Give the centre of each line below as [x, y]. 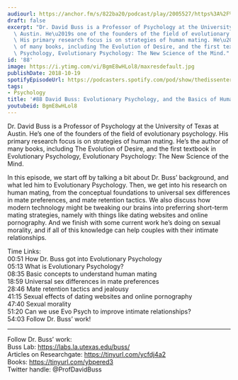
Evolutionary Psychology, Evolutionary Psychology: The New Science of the [118, 156]
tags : [15, 86]
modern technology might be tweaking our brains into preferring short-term [118, 207]
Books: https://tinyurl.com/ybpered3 [60, 362]
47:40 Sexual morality [39, 304]
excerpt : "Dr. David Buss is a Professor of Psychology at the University [120, 27]
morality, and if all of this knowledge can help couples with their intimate [113, 230]
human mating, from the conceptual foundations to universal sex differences [119, 192]
